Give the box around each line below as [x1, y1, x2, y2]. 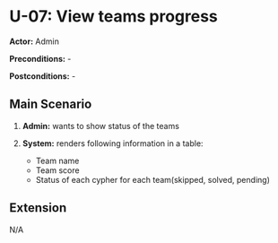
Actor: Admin [9, 36, 60, 47]
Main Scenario [9, 97, 92, 112]
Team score [35, 164, 80, 176]
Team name [35, 155, 80, 166]
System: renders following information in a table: [22, 137, 204, 149]
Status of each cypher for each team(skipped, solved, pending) [35, 174, 271, 185]
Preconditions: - [9, 53, 72, 64]
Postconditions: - [9, 70, 76, 82]
